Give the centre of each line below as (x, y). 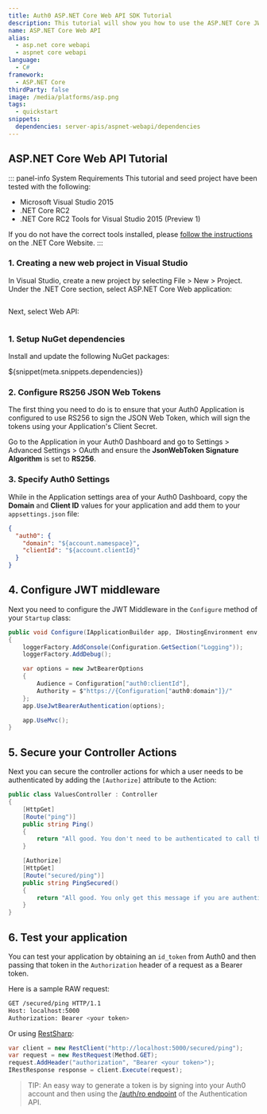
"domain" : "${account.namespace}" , (81, 543)
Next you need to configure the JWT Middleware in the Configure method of (133, 609)
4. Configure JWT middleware (84, 590)
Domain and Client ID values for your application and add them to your (124, 505)
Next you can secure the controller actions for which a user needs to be (126, 772)
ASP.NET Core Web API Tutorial (88, 159)
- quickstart (37, 112)
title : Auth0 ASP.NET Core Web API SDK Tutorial (90, 16)
